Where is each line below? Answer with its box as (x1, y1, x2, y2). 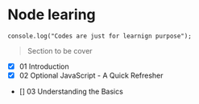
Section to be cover (27, 46, 93, 55)
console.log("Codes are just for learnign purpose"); (7, 32, 193, 40)
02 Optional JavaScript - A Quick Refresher (19, 70, 164, 80)
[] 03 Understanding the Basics (19, 86, 124, 97)
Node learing (7, 6, 96, 24)
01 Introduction (19, 62, 69, 71)
